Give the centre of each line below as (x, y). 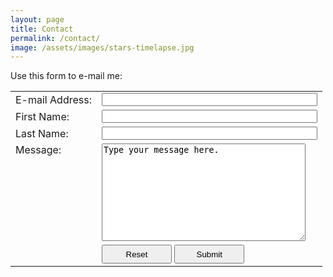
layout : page (37, 19)
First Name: (42, 116)
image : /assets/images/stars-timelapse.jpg (102, 47)
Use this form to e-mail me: (66, 76)
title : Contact (42, 29)
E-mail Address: (53, 99)
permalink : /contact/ (55, 38)
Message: (38, 150)
